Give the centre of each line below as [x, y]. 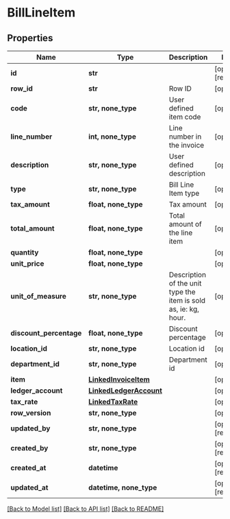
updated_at [29, 487]
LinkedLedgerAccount [126, 391]
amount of [185, 224]
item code [185, 117]
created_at [28, 468]
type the [182, 292]
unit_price [27, 264]
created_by [29, 448]
